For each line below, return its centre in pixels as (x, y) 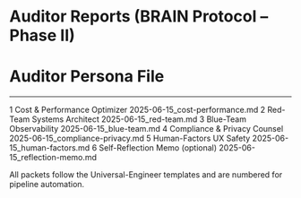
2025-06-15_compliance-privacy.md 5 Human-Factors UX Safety (130, 138)
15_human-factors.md (50, 148)
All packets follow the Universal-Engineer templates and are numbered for (146, 175)
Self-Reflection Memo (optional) (158, 148)
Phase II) (43, 35)
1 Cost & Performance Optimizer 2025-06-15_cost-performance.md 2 (138, 110)
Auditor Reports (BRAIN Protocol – (139, 17)
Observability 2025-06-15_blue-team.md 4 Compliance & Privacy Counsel (146, 129)
